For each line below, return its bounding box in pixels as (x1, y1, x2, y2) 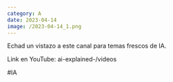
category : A (7, 10, 41, 17)
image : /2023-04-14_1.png (7, 23, 81, 30)
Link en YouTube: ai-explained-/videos (7, 55, 117, 63)
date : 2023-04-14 (7, 17, 57, 23)
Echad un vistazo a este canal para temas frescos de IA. (7, 42, 167, 50)
